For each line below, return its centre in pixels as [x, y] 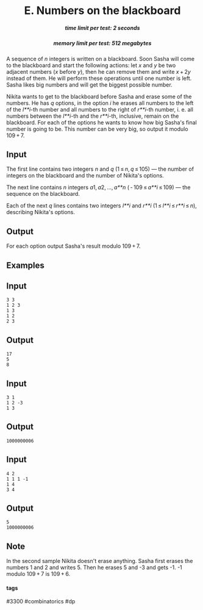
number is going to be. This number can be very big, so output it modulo [97, 129]
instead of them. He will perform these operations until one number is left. [99, 78]
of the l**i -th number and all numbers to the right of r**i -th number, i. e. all [100, 109]
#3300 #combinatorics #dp [41, 601]
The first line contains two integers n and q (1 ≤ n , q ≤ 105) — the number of [100, 169]
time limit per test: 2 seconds [102, 27]
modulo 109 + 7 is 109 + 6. [38, 574]
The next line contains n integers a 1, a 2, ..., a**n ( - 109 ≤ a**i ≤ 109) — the [98, 187]
